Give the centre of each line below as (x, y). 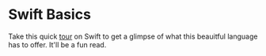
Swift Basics (49, 15)
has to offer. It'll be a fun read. (57, 44)
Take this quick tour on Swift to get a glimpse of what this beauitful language (133, 36)
